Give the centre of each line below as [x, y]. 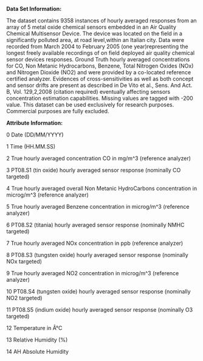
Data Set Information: [34, 9]
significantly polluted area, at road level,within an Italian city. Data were [95, 40]
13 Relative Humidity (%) [37, 340]
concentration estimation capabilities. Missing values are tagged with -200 [100, 98]
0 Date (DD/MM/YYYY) [35, 135]
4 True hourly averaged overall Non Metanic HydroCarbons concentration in [102, 188]
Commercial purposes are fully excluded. [58, 111]
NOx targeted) [24, 261]
